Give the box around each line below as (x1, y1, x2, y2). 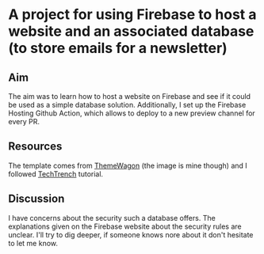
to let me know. (8, 238, 58, 248)
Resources (8, 140, 63, 154)
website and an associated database (8, 22, 254, 40)
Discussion (8, 192, 65, 206)
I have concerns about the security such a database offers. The (8, 213, 216, 222)
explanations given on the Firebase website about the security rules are (8, 222, 242, 231)
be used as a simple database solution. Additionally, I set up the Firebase (8, 100, 247, 109)
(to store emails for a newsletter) (8, 40, 228, 57)
